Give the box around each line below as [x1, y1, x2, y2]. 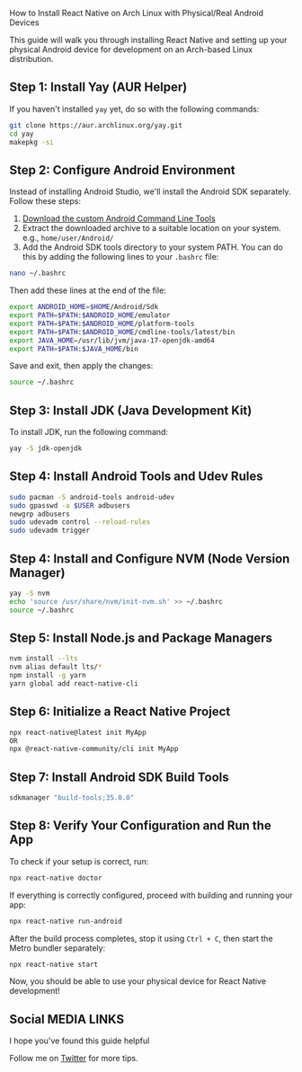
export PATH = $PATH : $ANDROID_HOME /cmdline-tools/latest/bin [9, 327, 235, 336]
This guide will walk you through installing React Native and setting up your [9, 35, 288, 45]
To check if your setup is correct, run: [9, 855, 149, 866]
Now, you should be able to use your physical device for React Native [9, 976, 267, 987]
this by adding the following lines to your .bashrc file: [22, 252, 219, 262]
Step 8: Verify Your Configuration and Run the [9, 818, 271, 834]
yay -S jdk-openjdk [9, 444, 83, 453]
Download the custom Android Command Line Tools [22, 213, 216, 224]
